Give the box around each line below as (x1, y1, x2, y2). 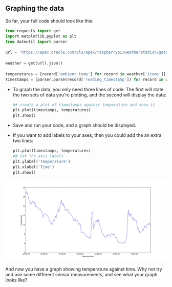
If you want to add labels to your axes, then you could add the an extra (12, 132, 162, 138)
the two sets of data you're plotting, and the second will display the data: (12, 92, 166, 98)
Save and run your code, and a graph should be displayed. (12, 122, 137, 129)
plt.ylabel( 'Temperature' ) (12, 159, 71, 164)
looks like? (5, 277, 28, 283)
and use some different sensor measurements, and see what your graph (5, 271, 158, 277)
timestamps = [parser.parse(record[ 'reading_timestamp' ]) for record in (5, 77, 164, 82)
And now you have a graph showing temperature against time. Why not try (5, 266, 162, 272)
